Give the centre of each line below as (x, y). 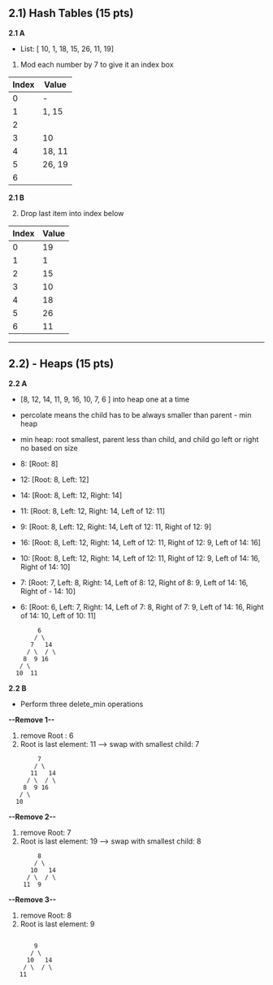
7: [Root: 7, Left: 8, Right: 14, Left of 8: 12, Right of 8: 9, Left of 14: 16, (134, 582)
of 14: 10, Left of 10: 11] (58, 615)
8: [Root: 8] (39, 463)
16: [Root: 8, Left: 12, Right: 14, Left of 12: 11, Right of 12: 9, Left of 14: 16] (141, 542)
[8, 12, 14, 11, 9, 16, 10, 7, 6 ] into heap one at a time (104, 399)
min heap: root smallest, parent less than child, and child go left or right (139, 439)
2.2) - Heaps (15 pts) (61, 364)
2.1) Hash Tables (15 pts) (71, 13)
